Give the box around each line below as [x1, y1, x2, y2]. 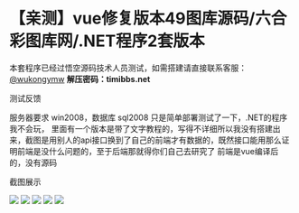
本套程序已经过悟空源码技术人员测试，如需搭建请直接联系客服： [9, 62, 247, 73]
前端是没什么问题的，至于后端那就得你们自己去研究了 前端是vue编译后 [16, 145, 279, 156]
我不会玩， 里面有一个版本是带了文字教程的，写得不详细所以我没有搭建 [9, 123, 273, 134]
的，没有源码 [9, 157, 57, 168]
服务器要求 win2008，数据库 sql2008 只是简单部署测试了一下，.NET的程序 [9, 112, 288, 123]
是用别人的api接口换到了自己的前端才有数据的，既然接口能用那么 [40, 134, 282, 145]
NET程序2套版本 [83, 31, 205, 51]
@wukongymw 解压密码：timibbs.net [9, 73, 151, 84]
